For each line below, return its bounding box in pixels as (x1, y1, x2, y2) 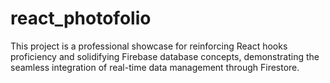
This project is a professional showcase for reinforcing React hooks (10, 40, 288, 52)
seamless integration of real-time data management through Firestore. (10, 61, 300, 73)
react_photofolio (10, 7, 152, 30)
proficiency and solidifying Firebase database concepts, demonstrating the (10, 50, 320, 62)
